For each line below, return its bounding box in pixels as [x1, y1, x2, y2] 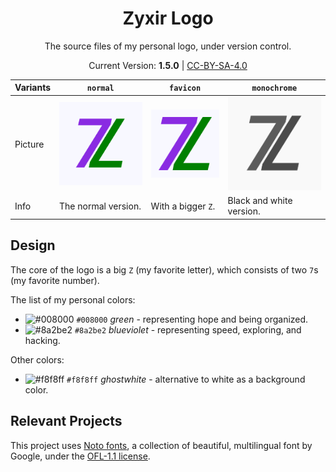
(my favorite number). [10, 274, 100, 286]
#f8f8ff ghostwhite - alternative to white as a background [66, 373, 306, 385]
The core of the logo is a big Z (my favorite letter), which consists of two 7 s [10, 263, 319, 276]
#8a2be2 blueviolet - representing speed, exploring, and [74, 323, 302, 336]
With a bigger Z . [150, 200, 216, 212]
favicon [169, 83, 202, 94]
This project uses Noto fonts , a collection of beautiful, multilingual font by [10, 439, 313, 451]
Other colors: [10, 353, 65, 366]
